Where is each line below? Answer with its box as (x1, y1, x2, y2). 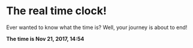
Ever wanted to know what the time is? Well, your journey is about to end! (6, 24, 188, 31)
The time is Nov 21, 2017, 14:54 (6, 35, 85, 42)
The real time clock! (6, 4, 107, 18)
